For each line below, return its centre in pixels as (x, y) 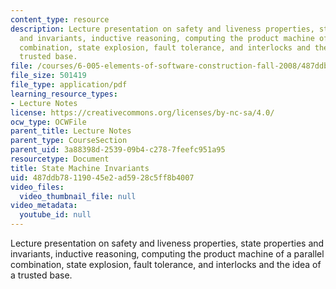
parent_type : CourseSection (69, 141)
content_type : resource (60, 19)
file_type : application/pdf (69, 85)
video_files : (37, 187)
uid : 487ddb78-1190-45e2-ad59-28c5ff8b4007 (102, 177)
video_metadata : (44, 206)
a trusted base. (41, 275)
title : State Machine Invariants (80, 168)
